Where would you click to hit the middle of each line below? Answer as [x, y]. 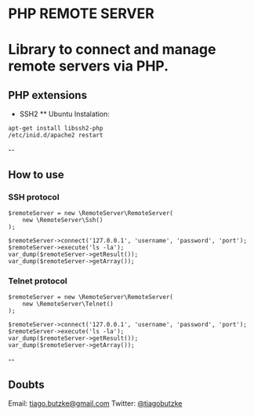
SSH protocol [34, 197]
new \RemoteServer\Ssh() [63, 220]
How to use [36, 175]
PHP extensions [48, 95]
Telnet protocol [38, 281]
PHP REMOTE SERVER [81, 14]
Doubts [26, 384]
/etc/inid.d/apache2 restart [56, 135]
